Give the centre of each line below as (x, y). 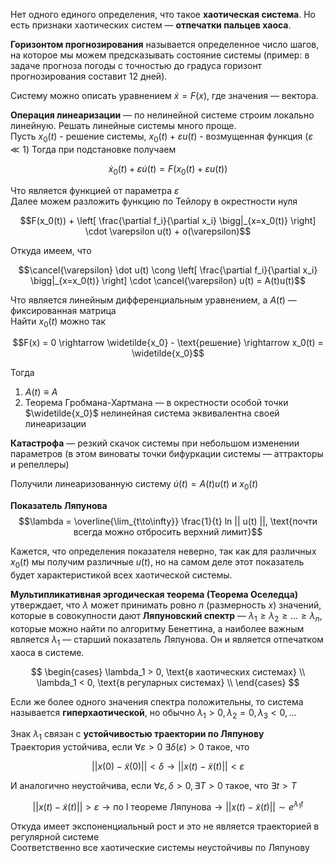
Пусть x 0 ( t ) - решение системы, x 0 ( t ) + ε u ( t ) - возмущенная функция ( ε (161, 137)
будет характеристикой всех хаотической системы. (121, 575)
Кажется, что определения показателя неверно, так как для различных (163, 551)
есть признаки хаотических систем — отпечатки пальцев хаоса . (151, 25)
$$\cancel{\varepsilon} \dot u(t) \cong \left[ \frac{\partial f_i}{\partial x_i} (168, 270)
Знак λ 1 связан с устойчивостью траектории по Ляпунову (137, 735)
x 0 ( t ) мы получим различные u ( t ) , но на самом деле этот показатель (157, 563)
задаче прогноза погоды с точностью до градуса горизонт (136, 65)
